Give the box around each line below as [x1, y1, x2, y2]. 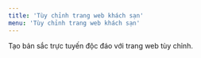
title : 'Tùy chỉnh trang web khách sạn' [8, 11, 145, 20]
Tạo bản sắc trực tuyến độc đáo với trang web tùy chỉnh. [8, 41, 193, 50]
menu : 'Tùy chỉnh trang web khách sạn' [8, 19, 141, 27]
